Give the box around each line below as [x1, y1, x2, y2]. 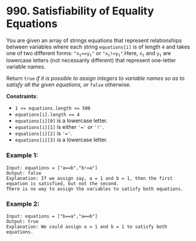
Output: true [6, 218, 39, 224]
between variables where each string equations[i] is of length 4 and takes [6, 43, 191, 50]
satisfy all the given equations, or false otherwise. [6, 81, 131, 88]
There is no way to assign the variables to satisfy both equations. [6, 186, 184, 192]
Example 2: [6, 200, 40, 208]
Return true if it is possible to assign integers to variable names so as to [6, 75, 185, 82]
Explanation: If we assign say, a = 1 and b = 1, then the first [6, 175, 173, 181]
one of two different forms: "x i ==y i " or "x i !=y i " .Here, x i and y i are [6, 49, 171, 58]
